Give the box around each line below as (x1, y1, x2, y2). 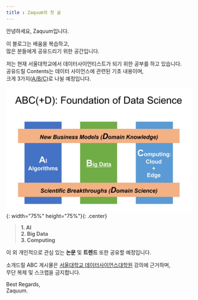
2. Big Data (20, 230, 49, 238)
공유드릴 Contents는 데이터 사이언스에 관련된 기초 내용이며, (6, 67, 144, 74)
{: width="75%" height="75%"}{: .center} (6, 213, 108, 220)
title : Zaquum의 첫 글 (6, 10, 61, 15)
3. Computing (20, 236, 55, 244)
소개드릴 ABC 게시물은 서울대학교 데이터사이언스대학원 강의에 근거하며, (6, 261, 171, 269)
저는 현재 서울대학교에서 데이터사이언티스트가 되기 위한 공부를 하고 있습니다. (6, 60, 182, 67)
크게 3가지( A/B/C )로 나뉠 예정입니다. (6, 75, 91, 82)
